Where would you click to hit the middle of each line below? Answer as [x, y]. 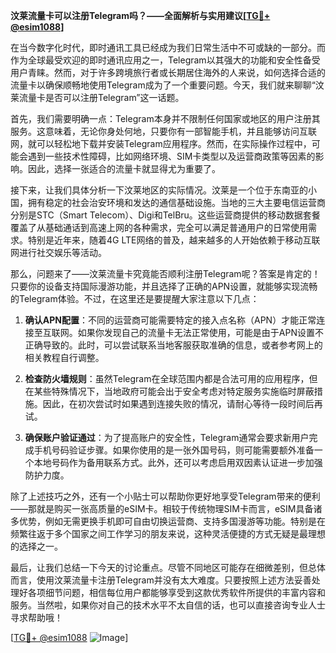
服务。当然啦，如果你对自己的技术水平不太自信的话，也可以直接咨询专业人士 [168, 605]
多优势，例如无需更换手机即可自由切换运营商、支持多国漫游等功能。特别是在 [168, 521]
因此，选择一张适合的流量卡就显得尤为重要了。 [124, 168]
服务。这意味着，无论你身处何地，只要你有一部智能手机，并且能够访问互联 [163, 131]
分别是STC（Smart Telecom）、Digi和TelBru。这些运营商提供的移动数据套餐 [165, 215]
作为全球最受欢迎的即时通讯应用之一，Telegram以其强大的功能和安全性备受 [165, 60]
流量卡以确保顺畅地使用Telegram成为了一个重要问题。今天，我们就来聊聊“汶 [167, 85]
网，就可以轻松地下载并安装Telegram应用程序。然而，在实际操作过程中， [161, 143]
